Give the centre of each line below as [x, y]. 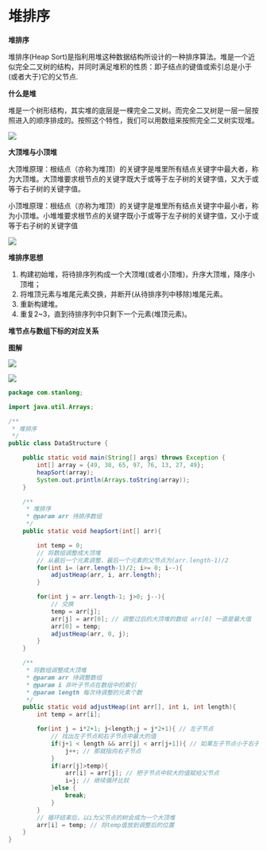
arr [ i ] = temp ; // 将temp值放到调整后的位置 [106, 825]
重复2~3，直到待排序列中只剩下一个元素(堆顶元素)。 [106, 314]
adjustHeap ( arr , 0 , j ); [90, 634]
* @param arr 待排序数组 [64, 516]
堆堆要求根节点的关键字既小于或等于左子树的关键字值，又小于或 [154, 215]
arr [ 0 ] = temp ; [76, 626]
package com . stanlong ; [46, 393]
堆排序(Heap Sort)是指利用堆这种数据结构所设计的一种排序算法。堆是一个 [128, 56]
